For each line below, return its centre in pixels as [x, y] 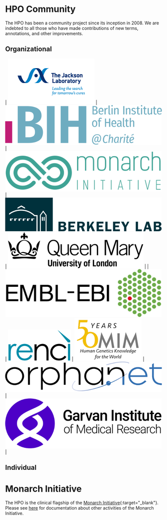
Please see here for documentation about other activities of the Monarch [80, 508]
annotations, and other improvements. [44, 33]
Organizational [29, 49]
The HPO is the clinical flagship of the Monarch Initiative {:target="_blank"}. [82, 503]
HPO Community [41, 9]
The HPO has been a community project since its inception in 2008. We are [82, 23]
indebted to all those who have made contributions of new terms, [72, 28]
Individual [21, 468]
